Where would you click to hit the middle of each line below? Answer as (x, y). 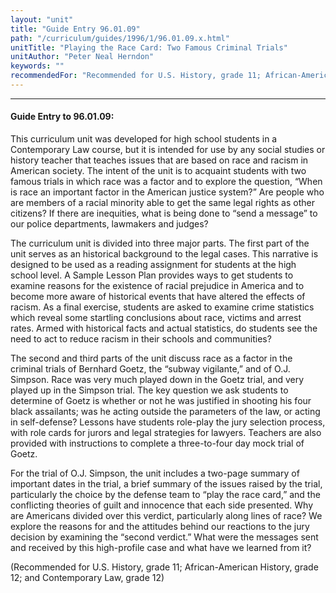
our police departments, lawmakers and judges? (109, 224)
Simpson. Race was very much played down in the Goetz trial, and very (157, 380)
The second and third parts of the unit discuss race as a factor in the (151, 358)
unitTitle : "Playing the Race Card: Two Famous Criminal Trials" (149, 47)
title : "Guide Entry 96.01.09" (75, 29)
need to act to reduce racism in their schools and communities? (141, 339)
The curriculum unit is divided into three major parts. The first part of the (160, 243)
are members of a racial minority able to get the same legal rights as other (162, 203)
